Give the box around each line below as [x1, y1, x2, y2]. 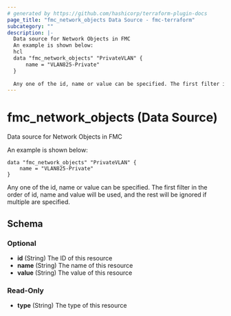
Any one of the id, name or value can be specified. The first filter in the [7, 183, 208, 192]
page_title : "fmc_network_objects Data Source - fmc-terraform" [7, 16, 195, 23]
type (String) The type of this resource [16, 302, 127, 310]
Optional [7, 238, 36, 248]
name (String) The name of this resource [16, 261, 133, 269]
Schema [7, 218, 43, 229]
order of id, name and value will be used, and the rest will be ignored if [7, 190, 207, 199]
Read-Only [7, 286, 45, 295]
